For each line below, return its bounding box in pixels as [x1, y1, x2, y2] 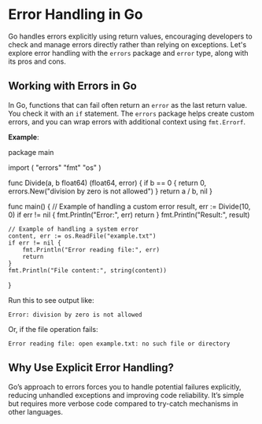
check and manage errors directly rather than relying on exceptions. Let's [8, 39, 247, 49]
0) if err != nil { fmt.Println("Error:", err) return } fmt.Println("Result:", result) [8, 210, 250, 219]
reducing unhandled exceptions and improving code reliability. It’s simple [8, 390, 245, 400]
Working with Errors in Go [8, 79, 138, 93]
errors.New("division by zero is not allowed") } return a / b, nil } [8, 186, 213, 196]
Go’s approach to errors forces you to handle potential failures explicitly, [8, 382, 242, 391]
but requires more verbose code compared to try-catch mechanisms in [8, 399, 238, 408]
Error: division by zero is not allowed [8, 311, 143, 319]
